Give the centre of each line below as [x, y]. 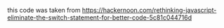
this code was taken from [44, 10]
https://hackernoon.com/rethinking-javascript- [149, 10]
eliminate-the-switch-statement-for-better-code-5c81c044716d [99, 17]
